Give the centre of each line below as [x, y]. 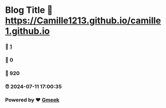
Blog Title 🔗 [29, 10]
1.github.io [28, 31]
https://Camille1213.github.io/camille [83, 21]
